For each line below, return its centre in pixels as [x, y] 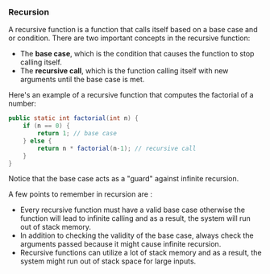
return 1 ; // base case [77, 134]
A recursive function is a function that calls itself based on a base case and [133, 30]
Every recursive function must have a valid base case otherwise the [133, 210]
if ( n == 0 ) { [46, 126]
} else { [37, 141]
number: [22, 104]
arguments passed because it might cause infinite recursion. [120, 244]
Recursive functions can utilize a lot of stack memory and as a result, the [141, 253]
